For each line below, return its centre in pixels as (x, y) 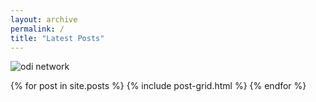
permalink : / (37, 29)
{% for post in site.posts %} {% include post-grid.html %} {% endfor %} (158, 86)
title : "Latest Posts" (57, 38)
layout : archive (44, 19)
